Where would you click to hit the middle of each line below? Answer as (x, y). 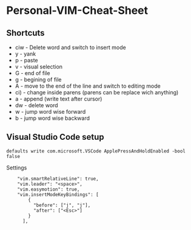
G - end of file (32, 73)
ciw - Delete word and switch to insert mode (70, 47)
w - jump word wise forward (50, 112)
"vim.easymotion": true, (49, 189)
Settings (17, 168)
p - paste (26, 60)
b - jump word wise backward (52, 118)
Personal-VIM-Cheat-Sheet (77, 11)
